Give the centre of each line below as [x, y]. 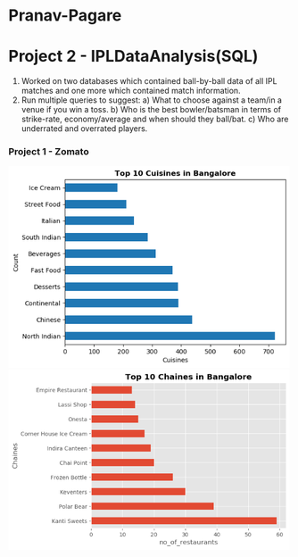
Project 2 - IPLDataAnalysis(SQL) [133, 57]
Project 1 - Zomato [49, 152]
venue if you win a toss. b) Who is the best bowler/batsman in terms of [151, 110]
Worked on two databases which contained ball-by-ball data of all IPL [149, 81]
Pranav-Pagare [65, 16]
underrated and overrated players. [84, 129]
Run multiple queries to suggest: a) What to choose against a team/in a [152, 100]
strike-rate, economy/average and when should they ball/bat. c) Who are [155, 119]
